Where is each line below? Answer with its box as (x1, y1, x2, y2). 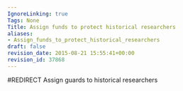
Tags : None (7, 17, 40, 24)
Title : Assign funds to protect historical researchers (7, 23, 176, 30)
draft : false (7, 43, 46, 50)
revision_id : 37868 (7, 56, 65, 63)
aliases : (7, 30, 33, 37)
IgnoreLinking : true (7, 10, 69, 18)
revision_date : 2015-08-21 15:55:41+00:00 (7, 50, 135, 57)
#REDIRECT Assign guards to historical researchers (7, 75, 158, 84)
